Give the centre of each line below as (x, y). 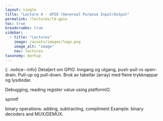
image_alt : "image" (34, 46)
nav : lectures (28, 51)
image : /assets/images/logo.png (47, 42)
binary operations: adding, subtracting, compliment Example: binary (74, 109)
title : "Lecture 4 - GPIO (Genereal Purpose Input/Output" (67, 14)
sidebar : (14, 33)
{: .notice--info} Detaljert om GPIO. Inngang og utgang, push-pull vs (74, 70)
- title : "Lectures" (31, 38)
